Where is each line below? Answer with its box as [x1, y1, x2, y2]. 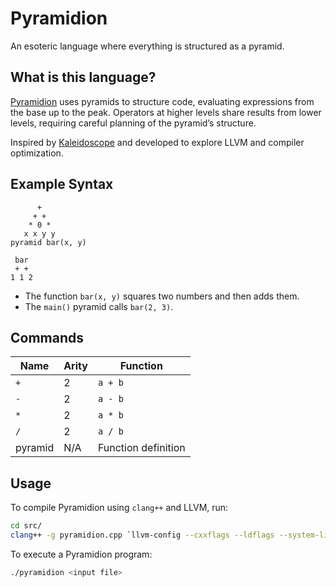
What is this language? [10, 69, 157, 86]
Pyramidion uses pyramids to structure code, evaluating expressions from [10, 95, 315, 107]
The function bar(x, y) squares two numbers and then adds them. [24, 290, 300, 302]
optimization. [10, 147, 64, 159]
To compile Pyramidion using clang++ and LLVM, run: [10, 502, 229, 514]
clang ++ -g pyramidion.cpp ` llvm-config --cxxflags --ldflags [10, 530, 275, 541]
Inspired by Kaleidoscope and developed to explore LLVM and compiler [10, 136, 305, 148]
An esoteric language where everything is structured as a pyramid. [10, 40, 285, 52]
